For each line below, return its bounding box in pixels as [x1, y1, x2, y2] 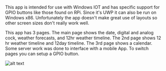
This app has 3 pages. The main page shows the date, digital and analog [5, 30, 154, 35]
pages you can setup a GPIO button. [5, 51, 80, 57]
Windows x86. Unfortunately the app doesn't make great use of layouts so [5, 15, 158, 20]
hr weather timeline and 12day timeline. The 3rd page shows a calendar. [5, 40, 153, 46]
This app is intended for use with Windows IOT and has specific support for [5, 4, 160, 10]
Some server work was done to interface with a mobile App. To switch [5, 46, 149, 51]
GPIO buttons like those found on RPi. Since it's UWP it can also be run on [5, 9, 157, 15]
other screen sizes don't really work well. [5, 20, 89, 26]
